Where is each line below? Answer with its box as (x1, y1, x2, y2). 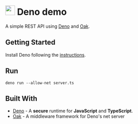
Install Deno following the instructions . (5, 51, 86, 58)
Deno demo (17, 6, 67, 18)
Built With (5, 94, 37, 103)
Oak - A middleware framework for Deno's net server (12, 113, 125, 119)
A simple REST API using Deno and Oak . (5, 23, 90, 29)
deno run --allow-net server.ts (5, 80, 74, 85)
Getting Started (5, 38, 56, 47)
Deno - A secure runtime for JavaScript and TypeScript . (12, 108, 133, 114)
